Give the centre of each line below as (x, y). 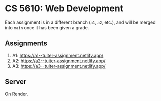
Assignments (26, 44)
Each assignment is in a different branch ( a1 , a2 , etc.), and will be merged (80, 22)
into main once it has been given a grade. (47, 27)
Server (16, 82)
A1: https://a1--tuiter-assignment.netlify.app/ (58, 55)
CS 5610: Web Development (64, 9)
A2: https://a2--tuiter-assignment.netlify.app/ (59, 61)
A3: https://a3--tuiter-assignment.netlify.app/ (59, 66)
